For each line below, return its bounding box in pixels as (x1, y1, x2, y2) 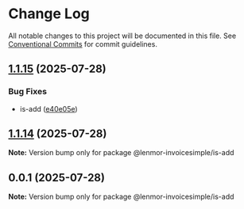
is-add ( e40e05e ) (19, 104, 78, 113)
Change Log (8, 5, 90, 23)
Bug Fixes (8, 86, 48, 97)
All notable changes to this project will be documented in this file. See (8, 31, 237, 40)
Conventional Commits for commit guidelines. (8, 39, 157, 48)
